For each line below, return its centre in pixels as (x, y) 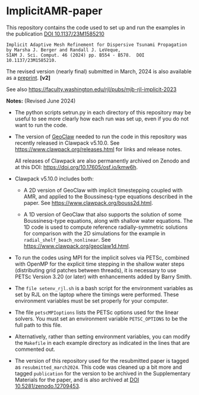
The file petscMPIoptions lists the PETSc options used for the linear (97, 312)
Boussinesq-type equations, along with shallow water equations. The (108, 220)
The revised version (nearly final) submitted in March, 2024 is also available (99, 71)
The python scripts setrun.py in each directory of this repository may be (103, 112)
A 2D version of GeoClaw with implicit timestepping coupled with (103, 190)
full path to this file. (38, 325)
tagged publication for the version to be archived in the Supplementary (102, 373)
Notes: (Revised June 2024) (41, 101)
